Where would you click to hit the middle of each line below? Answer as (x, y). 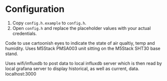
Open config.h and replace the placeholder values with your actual (81, 28)
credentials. (24, 33)
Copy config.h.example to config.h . (49, 23)
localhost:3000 (21, 74)
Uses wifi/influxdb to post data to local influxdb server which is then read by (84, 63)
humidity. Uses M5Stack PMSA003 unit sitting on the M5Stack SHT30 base (83, 48)
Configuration (35, 9)
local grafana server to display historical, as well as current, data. (72, 69)
